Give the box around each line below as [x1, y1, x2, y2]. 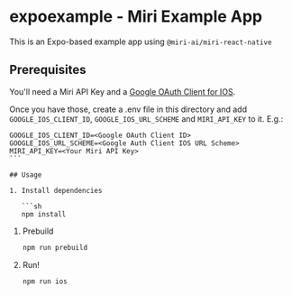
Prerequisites [9, 62, 87, 78]
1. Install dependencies [9, 186, 103, 195]
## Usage [9, 170, 42, 180]
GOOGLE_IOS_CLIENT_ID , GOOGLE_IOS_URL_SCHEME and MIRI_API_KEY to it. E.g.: [9, 113, 284, 124]
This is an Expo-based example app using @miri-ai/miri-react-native [9, 36, 272, 47]
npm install [21, 209, 67, 218]
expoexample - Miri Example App [9, 6, 263, 27]
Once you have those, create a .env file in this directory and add [9, 104, 248, 115]
